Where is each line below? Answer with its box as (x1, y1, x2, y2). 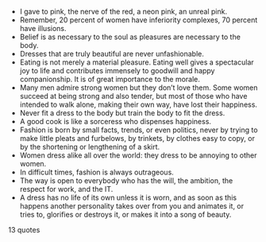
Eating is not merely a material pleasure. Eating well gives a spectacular (19, 57, 254, 67)
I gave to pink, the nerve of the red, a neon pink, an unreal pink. (19, 7, 228, 16)
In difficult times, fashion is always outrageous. (19, 167, 175, 177)
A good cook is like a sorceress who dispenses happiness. (19, 117, 212, 126)
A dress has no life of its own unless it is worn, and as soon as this (19, 193, 237, 202)
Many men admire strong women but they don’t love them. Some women (19, 83, 258, 92)
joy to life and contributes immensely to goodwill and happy (19, 66, 215, 75)
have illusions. (19, 24, 67, 33)
